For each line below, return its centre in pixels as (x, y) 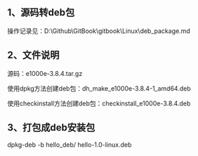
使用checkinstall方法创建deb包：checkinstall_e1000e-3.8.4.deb (99, 103)
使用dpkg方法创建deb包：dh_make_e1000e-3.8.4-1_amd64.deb (99, 88)
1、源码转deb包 (41, 13)
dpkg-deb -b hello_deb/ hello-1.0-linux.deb (70, 145)
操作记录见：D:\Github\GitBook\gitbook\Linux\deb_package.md (99, 31)
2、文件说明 (33, 55)
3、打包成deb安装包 (51, 128)
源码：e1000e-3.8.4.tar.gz (45, 73)
